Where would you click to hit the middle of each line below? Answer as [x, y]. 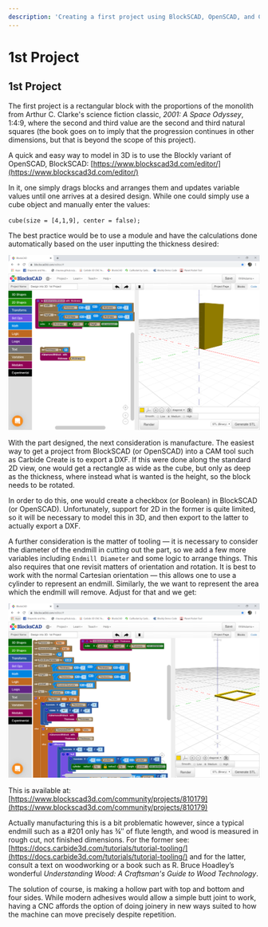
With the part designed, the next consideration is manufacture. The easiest [131, 442]
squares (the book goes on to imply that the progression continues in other [131, 131]
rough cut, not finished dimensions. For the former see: [99, 840]
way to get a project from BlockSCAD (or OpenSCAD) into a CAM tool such [131, 451]
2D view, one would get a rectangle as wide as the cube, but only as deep [130, 468]
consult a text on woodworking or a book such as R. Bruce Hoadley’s [121, 866]
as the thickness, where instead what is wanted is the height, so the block [130, 476]
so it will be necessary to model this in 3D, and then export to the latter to [128, 517]
